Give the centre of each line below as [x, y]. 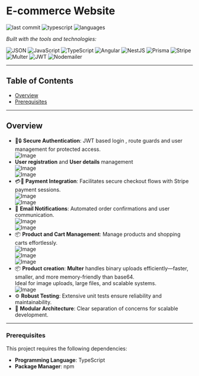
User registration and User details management [74, 162]
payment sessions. [38, 189]
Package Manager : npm [44, 366]
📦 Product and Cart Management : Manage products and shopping [97, 234]
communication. [34, 214]
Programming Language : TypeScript [60, 360]
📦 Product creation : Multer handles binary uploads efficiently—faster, [101, 268]
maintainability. [33, 302]
